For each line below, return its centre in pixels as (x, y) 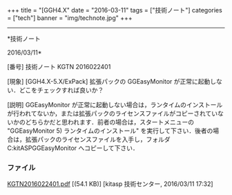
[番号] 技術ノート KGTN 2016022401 (59, 67)
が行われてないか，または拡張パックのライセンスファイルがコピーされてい (113, 113)
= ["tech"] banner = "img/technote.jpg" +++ (70, 18)
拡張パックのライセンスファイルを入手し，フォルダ (98, 139)
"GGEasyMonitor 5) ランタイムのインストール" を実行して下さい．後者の (110, 131)
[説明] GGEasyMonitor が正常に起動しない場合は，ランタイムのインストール (115, 105)
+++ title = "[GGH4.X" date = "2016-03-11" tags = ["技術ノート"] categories (115, 10)
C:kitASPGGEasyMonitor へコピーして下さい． (73, 148)
